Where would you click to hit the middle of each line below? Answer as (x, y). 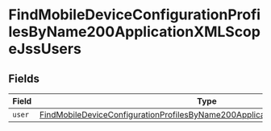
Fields (24, 78)
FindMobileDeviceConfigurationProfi (134, 15)
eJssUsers (45, 49)
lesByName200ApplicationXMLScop (134, 32)
